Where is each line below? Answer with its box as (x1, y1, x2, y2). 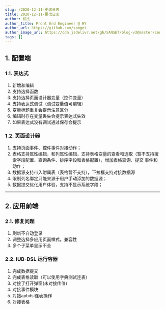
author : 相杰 (5, 16, 30, 21)
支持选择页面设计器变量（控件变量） (12, 94, 86, 100)
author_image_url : (5, 30, 43, 35)
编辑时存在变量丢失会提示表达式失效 (12, 113, 86, 119)
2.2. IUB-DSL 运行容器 (5, 256, 58, 263)
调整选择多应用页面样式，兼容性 (12, 236, 77, 242)
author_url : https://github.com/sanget (5, 26, 87, 31)
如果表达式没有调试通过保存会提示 (12, 119, 82, 125)
